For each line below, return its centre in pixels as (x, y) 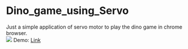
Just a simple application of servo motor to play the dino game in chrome (94, 27)
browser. (17, 33)
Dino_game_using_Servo (67, 11)
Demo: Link (27, 40)
